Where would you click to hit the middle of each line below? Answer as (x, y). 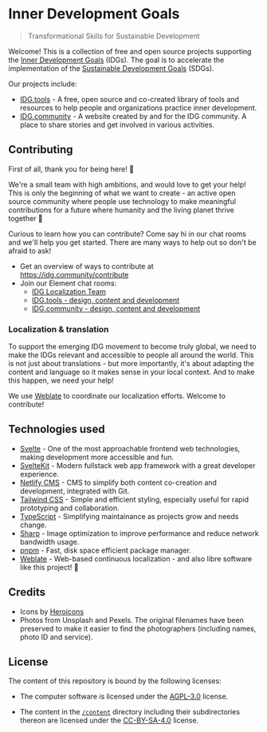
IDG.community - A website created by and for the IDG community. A (133, 116)
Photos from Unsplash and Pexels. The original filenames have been (132, 620)
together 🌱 (26, 218)
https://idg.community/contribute (74, 274)
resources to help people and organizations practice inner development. (138, 108)
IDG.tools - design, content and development (106, 300)
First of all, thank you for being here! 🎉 (71, 169)
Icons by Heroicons (52, 612)
